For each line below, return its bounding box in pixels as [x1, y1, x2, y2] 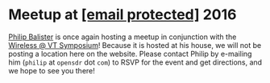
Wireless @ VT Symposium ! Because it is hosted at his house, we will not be [8, 40, 262, 49]
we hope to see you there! [8, 65, 95, 75]
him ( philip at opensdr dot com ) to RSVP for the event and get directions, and [8, 57, 263, 67]
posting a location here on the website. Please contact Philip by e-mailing [8, 49, 252, 58]
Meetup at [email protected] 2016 [8, 6, 237, 24]
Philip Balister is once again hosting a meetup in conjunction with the [8, 32, 237, 41]
